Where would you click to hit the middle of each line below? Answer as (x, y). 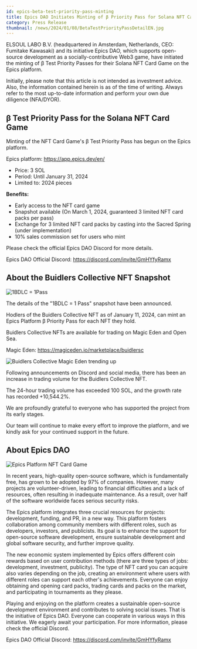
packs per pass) (34, 218)
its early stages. (26, 414)
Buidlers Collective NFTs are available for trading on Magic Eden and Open (96, 332)
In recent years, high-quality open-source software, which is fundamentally (97, 475)
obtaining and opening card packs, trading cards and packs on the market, (96, 586)
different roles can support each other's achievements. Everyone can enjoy (97, 579)
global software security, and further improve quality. (70, 543)
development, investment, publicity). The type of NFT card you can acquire (97, 567)
